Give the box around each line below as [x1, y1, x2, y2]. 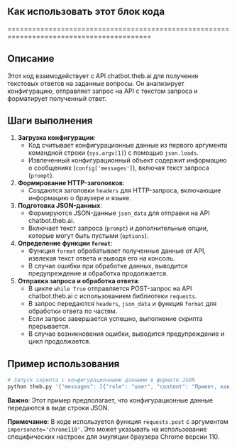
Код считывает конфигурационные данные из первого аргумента [28, 141, 228, 150]
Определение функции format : [17, 239, 113, 248]
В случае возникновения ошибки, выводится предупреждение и [28, 329, 225, 338]
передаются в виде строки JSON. [7, 404, 110, 412]
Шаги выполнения [7, 115, 93, 127]
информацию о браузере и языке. [28, 194, 131, 202]
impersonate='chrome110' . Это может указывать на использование [7, 425, 207, 433]
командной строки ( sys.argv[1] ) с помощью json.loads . [28, 148, 199, 157]
